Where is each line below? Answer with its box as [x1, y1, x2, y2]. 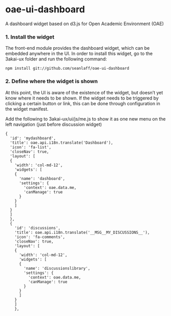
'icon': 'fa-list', [10, 145, 52, 150]
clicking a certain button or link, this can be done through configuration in [5, 100, 160, 106]
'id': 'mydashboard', [10, 135, 56, 141]
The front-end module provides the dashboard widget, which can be [5, 45, 150, 51]
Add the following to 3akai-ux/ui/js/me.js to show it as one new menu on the [5, 115, 166, 122]
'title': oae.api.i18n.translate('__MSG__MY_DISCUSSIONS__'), [14, 230, 150, 235]
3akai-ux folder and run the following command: [5, 56, 107, 62]
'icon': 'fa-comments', [14, 234, 66, 240]
